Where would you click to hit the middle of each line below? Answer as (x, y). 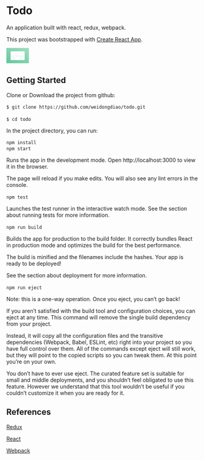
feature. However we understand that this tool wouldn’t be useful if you (95, 386)
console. (17, 184)
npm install (21, 142)
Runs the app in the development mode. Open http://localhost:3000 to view (101, 160)
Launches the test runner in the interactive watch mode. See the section (97, 208)
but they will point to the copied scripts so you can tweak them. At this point (101, 355)
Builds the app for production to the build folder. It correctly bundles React (100, 238)
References (29, 412)
